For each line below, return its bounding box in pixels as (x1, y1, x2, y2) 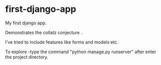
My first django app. (5, 20, 47, 26)
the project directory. (5, 54, 48, 60)
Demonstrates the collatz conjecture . (5, 29, 82, 35)
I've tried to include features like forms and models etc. (5, 39, 119, 45)
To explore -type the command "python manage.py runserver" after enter (5, 49, 157, 55)
